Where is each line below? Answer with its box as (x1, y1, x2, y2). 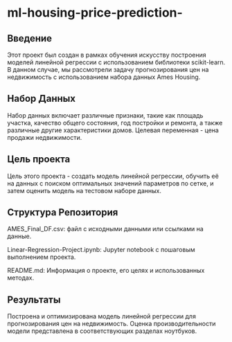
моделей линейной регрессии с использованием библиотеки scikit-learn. (7, 58, 226, 66)
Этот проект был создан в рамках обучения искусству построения (7, 51, 206, 59)
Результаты (7, 294, 61, 305)
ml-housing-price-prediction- (7, 5, 184, 21)
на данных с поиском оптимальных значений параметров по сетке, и (7, 179, 214, 188)
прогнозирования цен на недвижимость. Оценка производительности (7, 320, 216, 328)
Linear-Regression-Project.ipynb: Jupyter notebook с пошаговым (7, 246, 195, 254)
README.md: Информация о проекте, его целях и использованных (7, 267, 205, 275)
